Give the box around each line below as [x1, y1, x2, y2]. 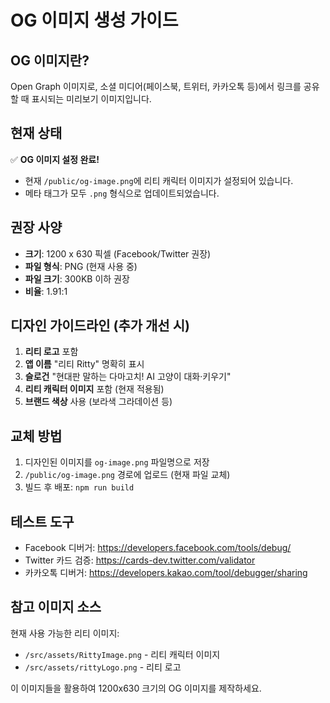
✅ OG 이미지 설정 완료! [10, 153, 100, 165]
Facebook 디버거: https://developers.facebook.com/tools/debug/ [24, 542, 292, 554]
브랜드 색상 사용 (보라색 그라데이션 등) [24, 396, 173, 408]
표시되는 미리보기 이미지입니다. [31, 93, 152, 105]
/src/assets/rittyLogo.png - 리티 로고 [24, 661, 182, 673]
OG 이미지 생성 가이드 [10, 9, 179, 32]
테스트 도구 [10, 513, 75, 530]
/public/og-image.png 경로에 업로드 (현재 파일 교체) [24, 469, 231, 481]
